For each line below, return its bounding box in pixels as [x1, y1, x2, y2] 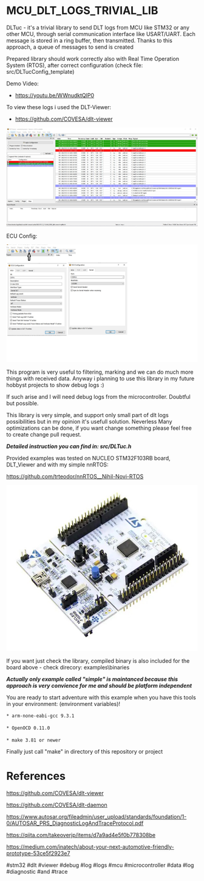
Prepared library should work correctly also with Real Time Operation [6, 55, 179, 62]
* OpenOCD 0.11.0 [6, 725, 50, 732]
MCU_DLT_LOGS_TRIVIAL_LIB [6, 4, 158, 18]
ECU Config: [6, 232, 38, 240]
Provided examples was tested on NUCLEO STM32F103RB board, [6, 455, 171, 462]
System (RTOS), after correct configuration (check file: [6, 62, 143, 69]
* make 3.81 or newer [6, 737, 61, 744]
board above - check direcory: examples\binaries [6, 664, 130, 671]
